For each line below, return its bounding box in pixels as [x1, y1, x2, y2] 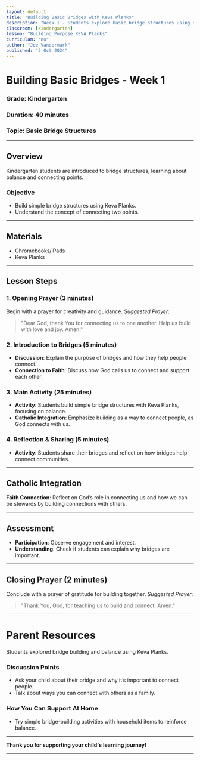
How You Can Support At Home [6, 705, 98, 713]
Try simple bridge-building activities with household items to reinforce [14, 718, 187, 725]
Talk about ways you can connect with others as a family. [14, 690, 156, 697]
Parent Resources [6, 629, 96, 642]
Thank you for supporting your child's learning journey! [6, 741, 147, 749]
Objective [6, 189, 35, 197]
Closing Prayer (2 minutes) [6, 574, 108, 585]
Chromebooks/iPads [14, 247, 65, 254]
